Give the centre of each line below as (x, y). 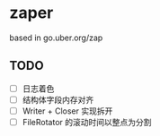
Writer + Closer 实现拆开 (67, 111)
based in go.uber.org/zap (56, 38)
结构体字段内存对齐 (58, 99)
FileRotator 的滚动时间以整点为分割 (87, 122)
